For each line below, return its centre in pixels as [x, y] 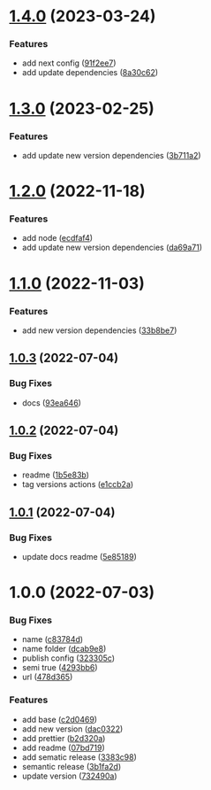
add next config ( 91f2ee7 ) [69, 63]
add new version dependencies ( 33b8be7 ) [99, 330]
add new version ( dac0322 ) [72, 729]
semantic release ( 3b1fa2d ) [72, 766]
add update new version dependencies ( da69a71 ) [112, 248]
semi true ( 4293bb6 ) [60, 668]
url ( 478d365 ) [47, 677]
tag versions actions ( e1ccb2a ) [78, 484]
